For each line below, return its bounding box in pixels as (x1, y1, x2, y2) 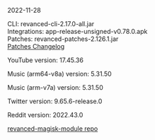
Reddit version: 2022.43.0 (7, 111, 84, 119)
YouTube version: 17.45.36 (7, 56, 84, 64)
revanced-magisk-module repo (7, 124, 98, 133)
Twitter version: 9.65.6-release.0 (7, 97, 103, 105)
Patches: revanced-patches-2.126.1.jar (7, 35, 119, 43)
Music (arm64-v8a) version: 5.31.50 (7, 70, 112, 78)
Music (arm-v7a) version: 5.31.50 (7, 83, 104, 91)
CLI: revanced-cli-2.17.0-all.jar (7, 20, 95, 28)
